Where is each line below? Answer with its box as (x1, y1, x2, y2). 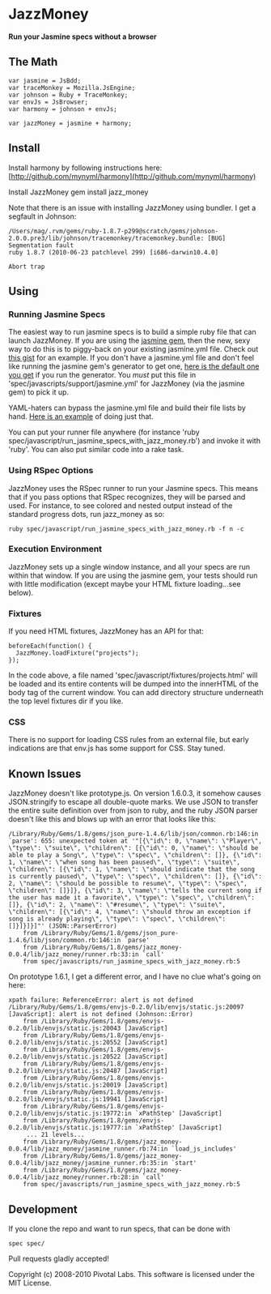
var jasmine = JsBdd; (8, 76, 82, 85)
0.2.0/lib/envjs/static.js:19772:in (8, 1109, 132, 1118)
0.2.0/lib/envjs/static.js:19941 (8, 1095, 121, 1104)
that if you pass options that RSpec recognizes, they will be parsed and (8, 492, 246, 502)
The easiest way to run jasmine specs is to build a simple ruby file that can (8, 327, 256, 337)
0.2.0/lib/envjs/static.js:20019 (8, 1081, 121, 1090)
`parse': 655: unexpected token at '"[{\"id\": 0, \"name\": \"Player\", (8, 837, 263, 845)
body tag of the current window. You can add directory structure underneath (8, 688, 264, 698)
